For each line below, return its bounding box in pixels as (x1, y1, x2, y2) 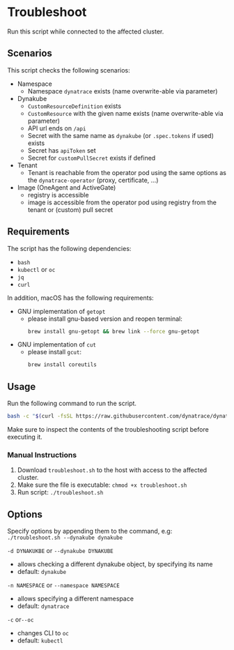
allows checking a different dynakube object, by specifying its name (17, 560, 213, 568)
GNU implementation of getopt (17, 307, 106, 315)
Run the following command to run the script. (7, 399, 137, 408)
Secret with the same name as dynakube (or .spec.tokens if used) (27, 131, 214, 139)
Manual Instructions (7, 450, 77, 460)
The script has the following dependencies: (7, 244, 132, 252)
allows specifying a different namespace (17, 594, 134, 603)
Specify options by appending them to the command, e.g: (7, 527, 173, 536)
